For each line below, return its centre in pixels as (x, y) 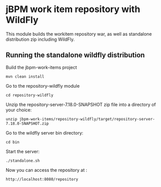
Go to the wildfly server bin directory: (45, 133)
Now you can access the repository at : (46, 170)
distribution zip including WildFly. (40, 39)
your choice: (19, 110)
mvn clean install (25, 77)
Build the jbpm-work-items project (41, 67)
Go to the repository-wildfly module (43, 86)
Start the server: (23, 151)
